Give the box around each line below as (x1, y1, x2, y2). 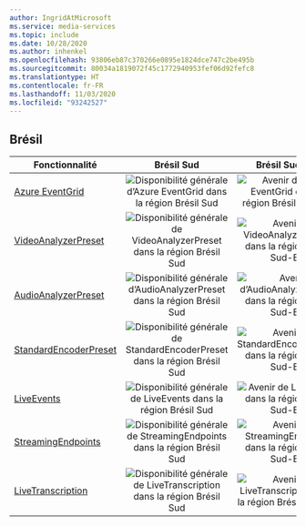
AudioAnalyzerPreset (14, 288, 105, 301)
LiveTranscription (14, 484, 88, 497)
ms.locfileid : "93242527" (9, 97, 107, 107)
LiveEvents (14, 392, 61, 405)
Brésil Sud (154, 158, 200, 171)
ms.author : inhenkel (9, 47, 88, 56)
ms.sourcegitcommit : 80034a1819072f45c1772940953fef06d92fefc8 (9, 65, 255, 74)
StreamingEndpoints (14, 436, 101, 449)
